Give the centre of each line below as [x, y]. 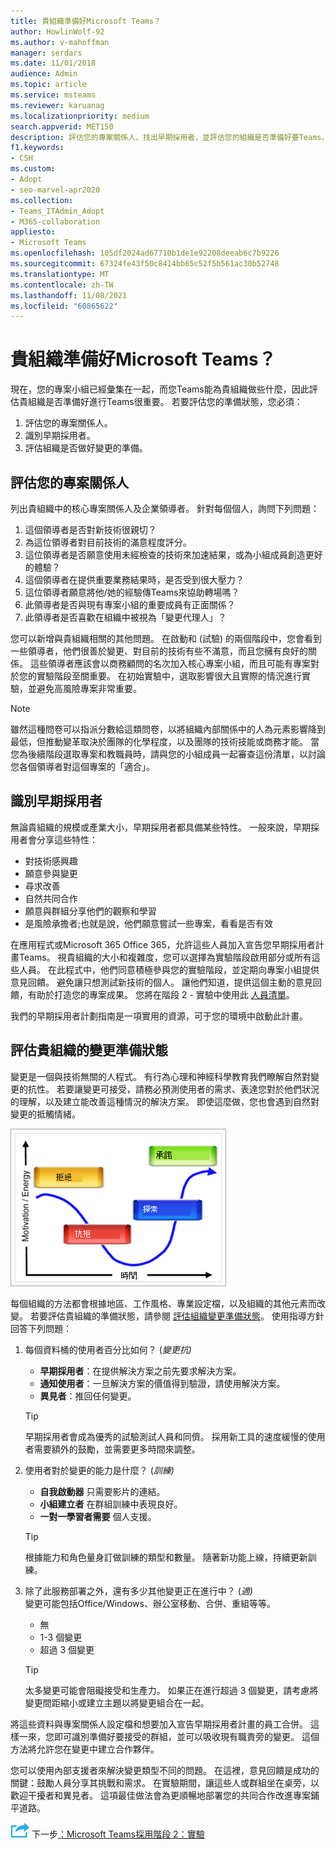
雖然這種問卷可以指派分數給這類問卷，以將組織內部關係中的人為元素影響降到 [168, 729]
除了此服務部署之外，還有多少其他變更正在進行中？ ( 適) [138, 1591]
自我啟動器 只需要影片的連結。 [102, 1491]
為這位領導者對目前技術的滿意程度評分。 [108, 542]
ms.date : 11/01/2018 [53, 63]
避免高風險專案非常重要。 [89, 688]
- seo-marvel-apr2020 [55, 190]
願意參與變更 [51, 873]
